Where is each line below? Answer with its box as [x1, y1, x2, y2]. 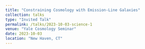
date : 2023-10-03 [5, 31, 42, 36]
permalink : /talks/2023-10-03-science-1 [5, 21, 93, 27]
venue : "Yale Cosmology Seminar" [5, 27, 77, 32]
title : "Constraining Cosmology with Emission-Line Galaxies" [5, 7, 140, 13]
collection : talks [5, 12, 44, 17]
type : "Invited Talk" [5, 17, 52, 22]
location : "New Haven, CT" [5, 36, 63, 41]
